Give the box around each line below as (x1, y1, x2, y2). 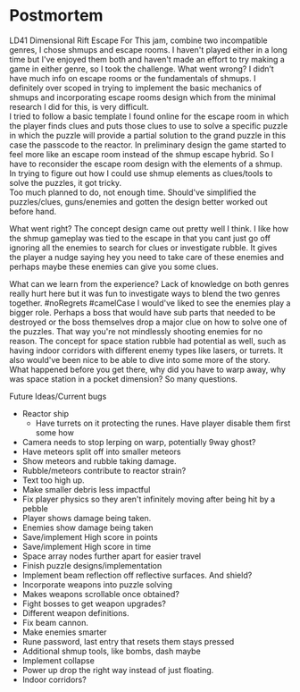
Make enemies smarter (21, 627, 107, 637)
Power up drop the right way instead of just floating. (21, 664, 214, 675)
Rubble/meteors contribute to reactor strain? (21, 465, 187, 476)
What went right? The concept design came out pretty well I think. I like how (9, 223, 288, 233)
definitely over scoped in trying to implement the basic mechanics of (9, 82, 262, 93)
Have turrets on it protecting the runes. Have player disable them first (35, 418, 291, 428)
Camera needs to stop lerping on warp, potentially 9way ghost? (21, 436, 256, 447)
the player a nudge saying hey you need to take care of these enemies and (9, 251, 284, 262)
